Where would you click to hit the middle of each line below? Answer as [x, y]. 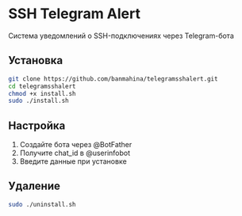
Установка [36, 61]
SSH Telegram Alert [75, 14]
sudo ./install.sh [38, 101]
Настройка [37, 125]
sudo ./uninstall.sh [42, 204]
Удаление [35, 186]
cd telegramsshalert [42, 86]
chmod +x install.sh [42, 93]
